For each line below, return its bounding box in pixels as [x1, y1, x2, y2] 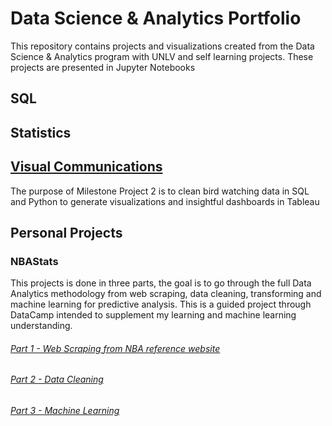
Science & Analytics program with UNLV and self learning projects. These [10, 50, 314, 62]
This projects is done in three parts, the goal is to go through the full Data [10, 277, 312, 289]
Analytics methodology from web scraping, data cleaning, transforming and [10, 288, 322, 300]
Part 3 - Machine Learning [10, 405, 120, 417]
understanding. [10, 320, 73, 332]
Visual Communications [10, 158, 163, 176]
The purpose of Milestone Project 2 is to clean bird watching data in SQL [10, 185, 310, 197]
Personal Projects [10, 224, 123, 241]
